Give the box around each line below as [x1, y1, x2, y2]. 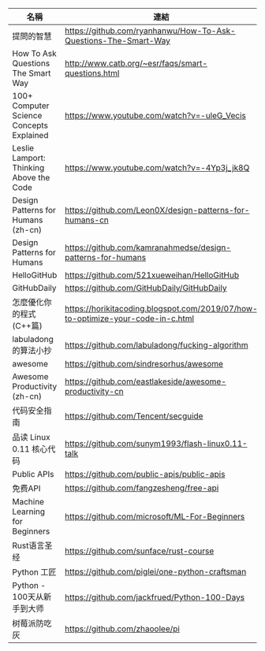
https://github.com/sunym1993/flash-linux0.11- [64, 438, 248, 448]
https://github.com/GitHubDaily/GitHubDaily [64, 283, 227, 293]
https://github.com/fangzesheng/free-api [64, 482, 219, 493]
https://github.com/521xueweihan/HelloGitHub [64, 270, 240, 281]
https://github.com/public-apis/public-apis [64, 469, 226, 479]
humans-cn [64, 214, 109, 225]
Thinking [12, 162, 45, 173]
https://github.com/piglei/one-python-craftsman [64, 567, 247, 577]
